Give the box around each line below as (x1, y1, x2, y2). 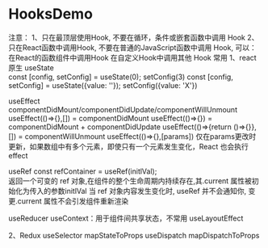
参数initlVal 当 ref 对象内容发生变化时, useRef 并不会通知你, (50, 186, 247, 195)
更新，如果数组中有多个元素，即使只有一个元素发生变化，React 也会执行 (8, 141, 249, 151)
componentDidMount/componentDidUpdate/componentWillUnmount (8, 104, 238, 114)
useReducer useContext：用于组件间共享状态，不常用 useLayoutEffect (8, 213, 244, 223)
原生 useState (8, 62, 54, 73)
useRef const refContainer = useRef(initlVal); (8, 166, 157, 176)
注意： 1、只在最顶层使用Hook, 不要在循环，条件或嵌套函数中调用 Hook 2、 (8, 32, 259, 42)
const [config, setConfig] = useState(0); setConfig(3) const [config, (8, 72, 234, 82)
